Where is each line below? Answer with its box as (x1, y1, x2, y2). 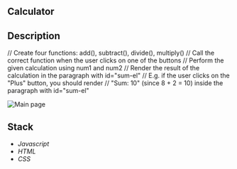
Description (7, 30, 60, 42)
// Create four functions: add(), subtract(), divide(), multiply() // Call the (7, 49, 215, 58)
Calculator (7, 6, 55, 18)
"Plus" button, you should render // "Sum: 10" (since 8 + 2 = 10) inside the (7, 79, 224, 87)
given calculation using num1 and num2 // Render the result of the (7, 64, 200, 72)
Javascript (17, 140, 50, 148)
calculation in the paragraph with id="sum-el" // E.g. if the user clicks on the (7, 71, 230, 80)
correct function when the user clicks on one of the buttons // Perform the (7, 56, 224, 65)
